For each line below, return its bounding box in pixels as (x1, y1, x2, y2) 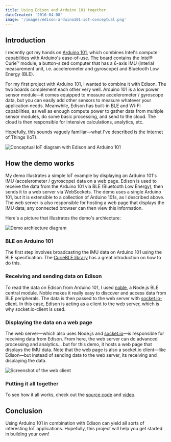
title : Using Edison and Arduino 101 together (5, 7, 106, 13)
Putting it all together (5, 380, 59, 387)
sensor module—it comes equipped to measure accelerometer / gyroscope (5, 92, 163, 98)
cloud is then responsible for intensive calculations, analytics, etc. (5, 119, 144, 125)
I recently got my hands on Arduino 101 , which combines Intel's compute (5, 50, 158, 56)
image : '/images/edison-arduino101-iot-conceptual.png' (5, 17, 127, 22)
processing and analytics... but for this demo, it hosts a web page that (5, 341, 152, 347)
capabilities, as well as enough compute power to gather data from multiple (5, 108, 164, 114)
